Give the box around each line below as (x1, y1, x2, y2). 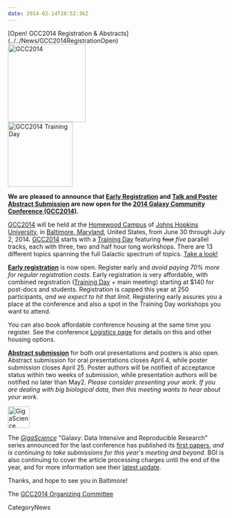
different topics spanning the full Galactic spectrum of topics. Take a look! (8, 249, 218, 258)
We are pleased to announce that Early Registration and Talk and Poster (8, 192, 218, 200)
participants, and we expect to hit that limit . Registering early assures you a (8, 292, 223, 300)
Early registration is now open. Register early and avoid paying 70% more (8, 263, 220, 271)
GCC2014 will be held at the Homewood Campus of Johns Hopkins (8, 220, 199, 229)
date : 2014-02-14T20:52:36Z (8, 10, 89, 17)
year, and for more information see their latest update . (8, 463, 162, 471)
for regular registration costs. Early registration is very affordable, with (8, 270, 209, 278)
